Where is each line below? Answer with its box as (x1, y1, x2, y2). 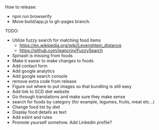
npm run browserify (12, 14, 52, 19)
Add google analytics (12, 68, 55, 74)
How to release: (5, 4, 37, 10)
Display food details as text (12, 109, 67, 115)
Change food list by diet (12, 104, 60, 110)
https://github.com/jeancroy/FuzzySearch (19, 48, 103, 53)
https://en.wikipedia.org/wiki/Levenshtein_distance (19, 43, 122, 48)
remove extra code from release (12, 78, 77, 84)
